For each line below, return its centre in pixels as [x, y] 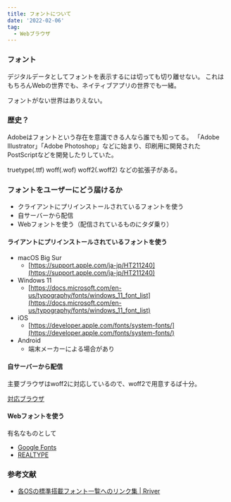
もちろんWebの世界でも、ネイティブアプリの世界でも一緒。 [94, 85]
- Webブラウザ [32, 34]
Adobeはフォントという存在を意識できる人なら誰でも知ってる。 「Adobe [113, 137]
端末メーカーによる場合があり [71, 349]
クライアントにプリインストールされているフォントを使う [101, 206]
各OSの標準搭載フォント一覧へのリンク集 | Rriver [89, 491]
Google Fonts [37, 447]
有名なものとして [32, 433]
